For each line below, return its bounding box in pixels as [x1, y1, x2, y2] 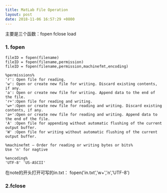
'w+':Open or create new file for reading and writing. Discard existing [5, 103, 162, 108]
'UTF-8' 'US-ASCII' [5, 160, 46, 165]
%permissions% [5, 72, 35, 77]
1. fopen [5, 43, 25, 50]
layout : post [5, 12, 32, 17]
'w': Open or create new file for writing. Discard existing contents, [5, 81, 157, 86]
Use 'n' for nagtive [5, 147, 48, 152]
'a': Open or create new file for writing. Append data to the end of [5, 90, 155, 95]
